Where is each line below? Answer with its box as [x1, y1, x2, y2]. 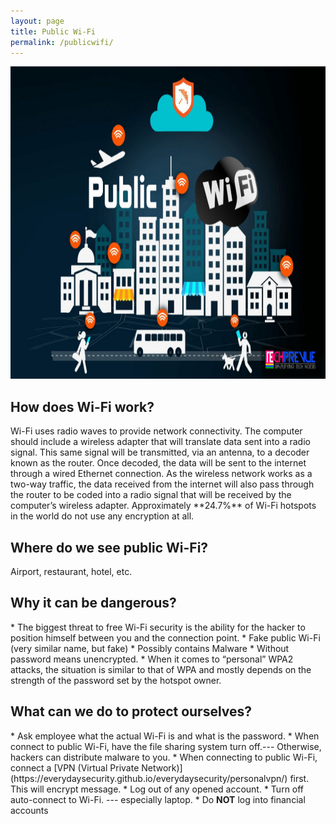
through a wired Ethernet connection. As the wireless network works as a [10, 468, 313, 480]
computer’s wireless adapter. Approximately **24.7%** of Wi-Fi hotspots [10, 500, 317, 512]
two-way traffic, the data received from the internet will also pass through [10, 478, 315, 490]
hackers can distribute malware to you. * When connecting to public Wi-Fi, [10, 751, 318, 763]
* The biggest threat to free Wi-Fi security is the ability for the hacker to [10, 621, 306, 633]
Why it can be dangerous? [10, 595, 177, 612]
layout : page [10, 16, 65, 26]
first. [289, 772, 310, 784]
